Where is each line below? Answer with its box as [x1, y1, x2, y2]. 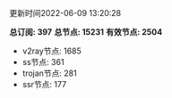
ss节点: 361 [21, 57, 64, 67]
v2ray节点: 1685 [21, 45, 82, 56]
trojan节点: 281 [21, 68, 78, 78]
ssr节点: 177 [21, 79, 67, 89]
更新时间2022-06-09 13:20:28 [9, 8, 122, 18]
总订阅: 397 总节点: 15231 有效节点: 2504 [9, 27, 163, 37]
